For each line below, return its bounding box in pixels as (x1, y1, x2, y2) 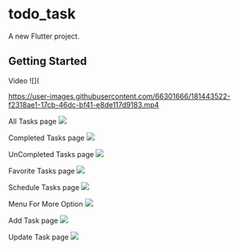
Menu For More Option (8, 199, 83, 208)
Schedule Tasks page (8, 182, 80, 192)
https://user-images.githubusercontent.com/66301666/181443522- (8, 91, 231, 101)
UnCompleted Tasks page (8, 149, 95, 159)
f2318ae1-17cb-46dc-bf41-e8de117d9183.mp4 (8, 99, 160, 109)
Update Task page (8, 232, 70, 241)
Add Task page (8, 216, 59, 225)
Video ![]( (8, 75, 40, 85)
